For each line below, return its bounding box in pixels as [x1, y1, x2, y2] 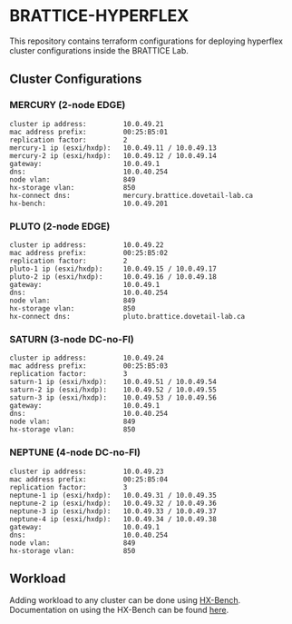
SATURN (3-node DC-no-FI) [9, 332, 134, 345]
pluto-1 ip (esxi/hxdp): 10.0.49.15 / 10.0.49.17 [9, 264, 218, 273]
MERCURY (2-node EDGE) [9, 99, 126, 112]
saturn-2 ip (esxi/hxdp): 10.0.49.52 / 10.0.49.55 [9, 385, 218, 395]
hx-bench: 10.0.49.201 [9, 199, 169, 208]
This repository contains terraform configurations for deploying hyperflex [9, 35, 284, 46]
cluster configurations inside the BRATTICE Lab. [9, 45, 189, 55]
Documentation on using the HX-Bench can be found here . [9, 605, 229, 616]
